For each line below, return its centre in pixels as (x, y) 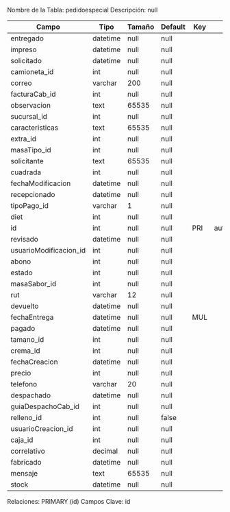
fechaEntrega (32, 317)
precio (21, 373)
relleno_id (26, 418)
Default (173, 27)
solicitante (27, 161)
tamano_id (27, 339)
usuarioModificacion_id (48, 250)
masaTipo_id (31, 150)
